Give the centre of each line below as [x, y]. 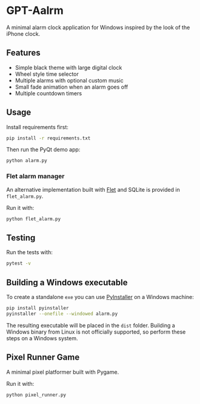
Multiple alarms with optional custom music [69, 80]
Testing [21, 237]
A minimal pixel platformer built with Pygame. [63, 372]
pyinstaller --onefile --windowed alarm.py [62, 314]
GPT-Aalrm [35, 11]
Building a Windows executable [67, 282]
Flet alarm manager [35, 177]
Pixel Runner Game [43, 358]
